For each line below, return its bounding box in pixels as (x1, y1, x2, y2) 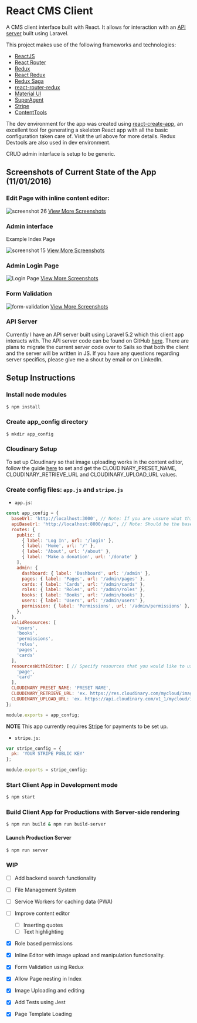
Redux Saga (14, 78, 44, 85)
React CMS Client (6, 4, 93, 18)
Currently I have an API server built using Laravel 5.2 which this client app (6, 331, 185, 338)
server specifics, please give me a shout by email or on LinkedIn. (6, 355, 163, 363)
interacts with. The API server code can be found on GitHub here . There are (6, 337, 189, 344)
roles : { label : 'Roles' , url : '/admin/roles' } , (21, 586, 145, 593)
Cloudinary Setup (6, 445, 57, 453)
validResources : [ (11, 619, 57, 625)
